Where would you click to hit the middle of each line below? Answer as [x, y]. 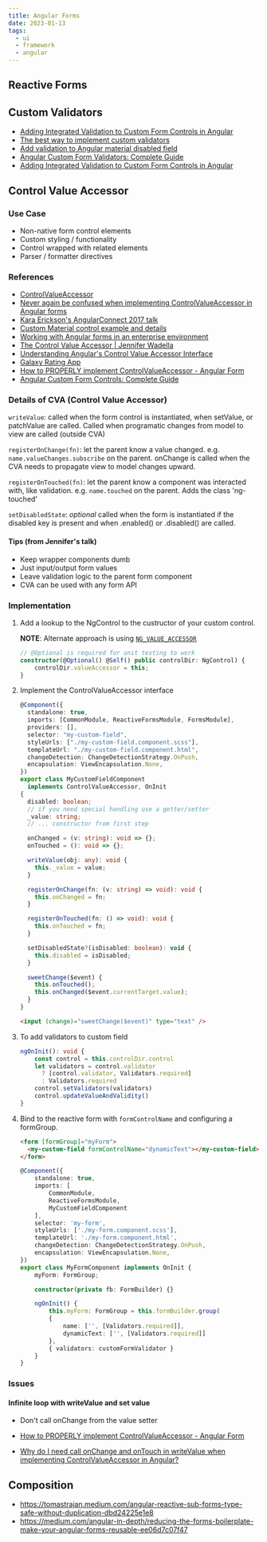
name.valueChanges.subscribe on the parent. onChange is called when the [129, 458]
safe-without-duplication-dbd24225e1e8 [86, 1513]
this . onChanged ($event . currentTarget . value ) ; [112, 992]
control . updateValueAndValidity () [92, 1096]
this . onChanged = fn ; [70, 897]
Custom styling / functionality [68, 239]
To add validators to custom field [74, 1036]
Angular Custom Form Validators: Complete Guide [102, 157]
